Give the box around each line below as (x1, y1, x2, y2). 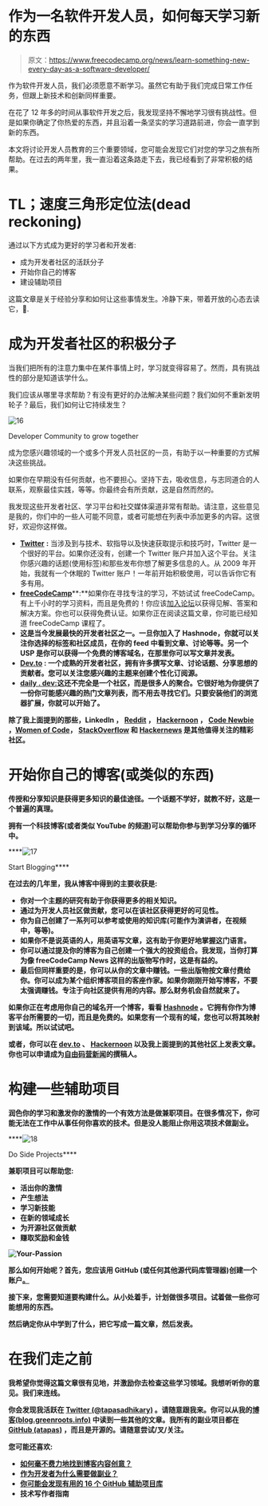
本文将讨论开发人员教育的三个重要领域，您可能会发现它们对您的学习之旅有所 (8, 144, 260, 154)
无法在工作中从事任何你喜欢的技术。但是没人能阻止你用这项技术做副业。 (14, 1118, 253, 1128)
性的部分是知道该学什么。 (8, 373, 93, 382)
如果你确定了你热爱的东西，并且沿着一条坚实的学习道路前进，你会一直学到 (14, 117, 260, 127)
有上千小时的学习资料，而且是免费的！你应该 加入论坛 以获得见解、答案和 (19, 598, 258, 607)
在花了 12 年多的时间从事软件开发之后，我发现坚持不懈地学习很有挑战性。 (8, 107, 250, 117)
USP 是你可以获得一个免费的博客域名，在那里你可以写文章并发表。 (19, 648, 239, 658)
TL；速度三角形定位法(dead (8, 196, 191, 214)
